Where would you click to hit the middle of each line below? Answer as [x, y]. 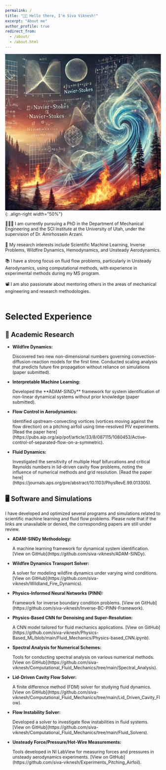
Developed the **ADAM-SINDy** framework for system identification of [86, 391]
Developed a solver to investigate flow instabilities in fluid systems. [81, 722]
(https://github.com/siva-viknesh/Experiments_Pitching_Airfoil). [77, 762]
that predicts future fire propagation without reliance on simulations [81, 367]
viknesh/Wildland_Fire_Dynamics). [47, 583]
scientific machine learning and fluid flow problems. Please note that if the [81, 518]
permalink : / [19, 10]
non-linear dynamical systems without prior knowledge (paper [76, 397]
